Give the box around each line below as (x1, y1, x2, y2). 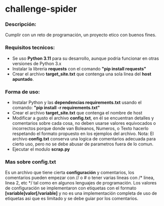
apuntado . (12, 76, 34, 82)
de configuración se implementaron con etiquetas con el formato (5, 185, 137, 191)
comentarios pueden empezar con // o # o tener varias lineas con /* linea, (5, 175, 155, 181)
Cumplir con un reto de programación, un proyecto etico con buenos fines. (5, 32, 157, 38)
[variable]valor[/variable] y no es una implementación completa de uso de (5, 190, 157, 196)
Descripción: (5, 21, 37, 28)
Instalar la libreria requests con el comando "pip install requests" (12, 66, 146, 71)
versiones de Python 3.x (12, 60, 61, 67)
